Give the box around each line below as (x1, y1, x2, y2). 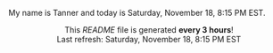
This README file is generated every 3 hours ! (64, 25, 234, 34)
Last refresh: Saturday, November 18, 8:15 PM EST (56, 34, 242, 44)
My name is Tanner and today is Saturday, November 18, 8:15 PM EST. (8, 8, 266, 18)
